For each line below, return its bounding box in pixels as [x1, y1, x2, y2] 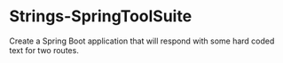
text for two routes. [9, 44, 80, 55]
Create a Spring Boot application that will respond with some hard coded [9, 35, 275, 46]
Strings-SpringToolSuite [9, 6, 193, 27]
